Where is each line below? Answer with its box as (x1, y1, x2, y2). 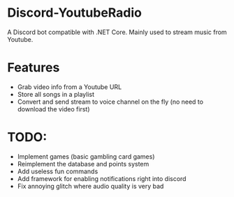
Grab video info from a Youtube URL (17, 82, 122, 91)
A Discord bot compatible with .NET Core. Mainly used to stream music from (7, 28, 227, 36)
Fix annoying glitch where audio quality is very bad (17, 182, 164, 190)
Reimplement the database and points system (17, 159, 149, 168)
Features (7, 60, 60, 76)
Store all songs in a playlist (17, 90, 95, 98)
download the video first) (17, 104, 90, 113)
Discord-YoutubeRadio (7, 5, 142, 21)
